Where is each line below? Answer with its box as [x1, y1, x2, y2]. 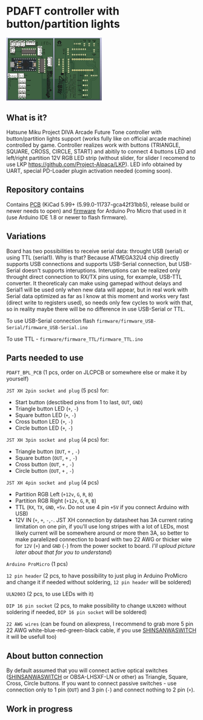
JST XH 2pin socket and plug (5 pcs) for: [6, 387, 109, 395]
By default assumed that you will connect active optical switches [6, 667, 168, 674]
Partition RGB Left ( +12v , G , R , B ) [15, 491, 93, 498]
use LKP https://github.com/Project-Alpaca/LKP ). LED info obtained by [6, 161, 183, 168]
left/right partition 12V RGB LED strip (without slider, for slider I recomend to [6, 154, 195, 161]
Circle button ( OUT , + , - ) [15, 467, 75, 475]
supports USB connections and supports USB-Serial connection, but [6, 260, 178, 267]
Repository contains [6, 185, 85, 195]
